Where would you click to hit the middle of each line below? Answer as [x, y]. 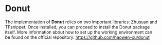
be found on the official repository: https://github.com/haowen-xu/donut [77, 37]
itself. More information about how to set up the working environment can [79, 32]
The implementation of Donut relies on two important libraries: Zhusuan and [81, 22]
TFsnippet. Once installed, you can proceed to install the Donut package [78, 27]
